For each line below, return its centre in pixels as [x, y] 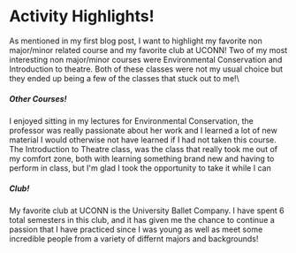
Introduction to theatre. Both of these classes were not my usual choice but [146, 69]
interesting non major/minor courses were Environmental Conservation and [146, 59]
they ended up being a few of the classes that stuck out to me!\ [125, 78]
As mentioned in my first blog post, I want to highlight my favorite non [136, 41]
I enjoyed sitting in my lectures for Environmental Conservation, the [132, 120]
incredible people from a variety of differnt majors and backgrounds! [134, 238]
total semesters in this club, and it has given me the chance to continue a [142, 219]
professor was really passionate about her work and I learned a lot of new [144, 130]
